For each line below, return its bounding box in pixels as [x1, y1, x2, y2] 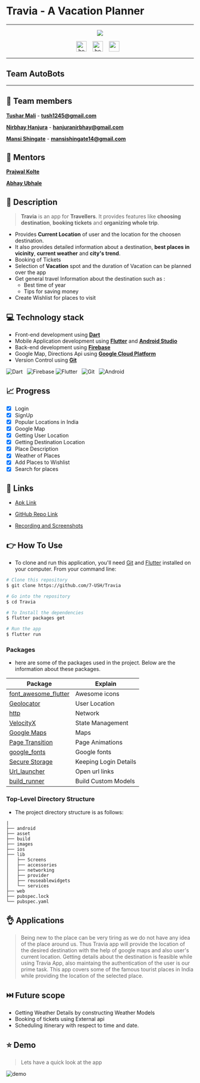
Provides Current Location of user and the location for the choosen [14, 231, 181, 238]
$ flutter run [6, 632, 42, 638]
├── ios [6, 846, 26, 852]
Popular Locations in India [14, 418, 79, 425]
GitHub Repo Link [14, 510, 58, 518]
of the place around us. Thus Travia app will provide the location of [20, 940, 186, 947]
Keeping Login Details [75, 758, 137, 766]
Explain [95, 679, 117, 688]
